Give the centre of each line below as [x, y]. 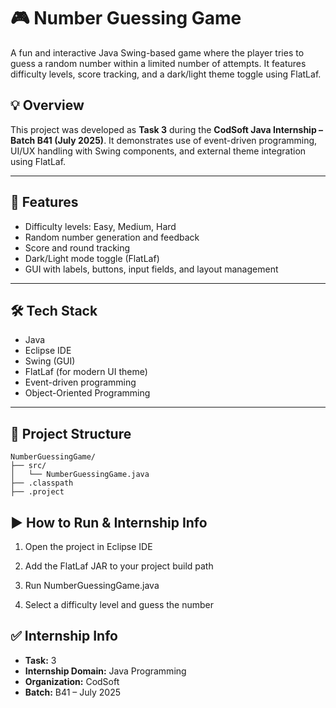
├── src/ [28, 466]
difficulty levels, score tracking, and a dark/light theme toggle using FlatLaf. [166, 74]
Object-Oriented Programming [87, 393]
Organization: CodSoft [72, 681]
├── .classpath [42, 483]
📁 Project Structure [71, 433]
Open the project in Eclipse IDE [88, 546]
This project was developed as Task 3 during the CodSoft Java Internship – [167, 129]
